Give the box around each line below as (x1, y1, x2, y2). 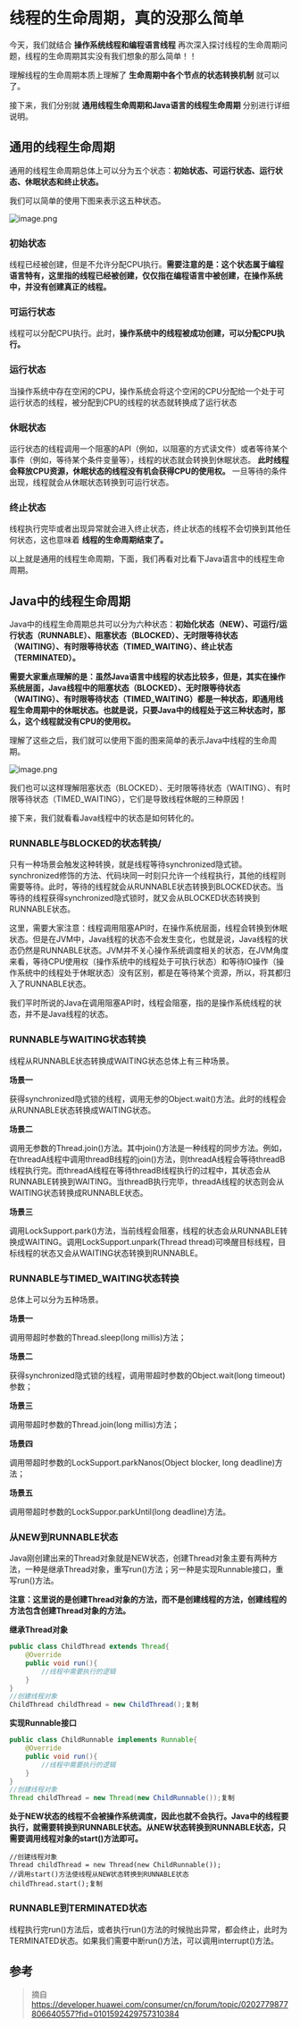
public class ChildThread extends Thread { (9, 1642, 170, 1652)
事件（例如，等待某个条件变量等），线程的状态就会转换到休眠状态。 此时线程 (9, 454, 289, 465)
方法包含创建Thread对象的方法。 (9, 1605, 131, 1616)
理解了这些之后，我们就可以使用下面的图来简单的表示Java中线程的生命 (9, 735, 270, 746)
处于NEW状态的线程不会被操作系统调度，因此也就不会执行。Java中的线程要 (9, 1811, 289, 1821)
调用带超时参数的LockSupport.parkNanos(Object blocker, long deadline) (9, 1457, 275, 1468)
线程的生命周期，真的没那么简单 (9, 8, 245, 29)
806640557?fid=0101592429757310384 (30, 2008, 180, 2020)
